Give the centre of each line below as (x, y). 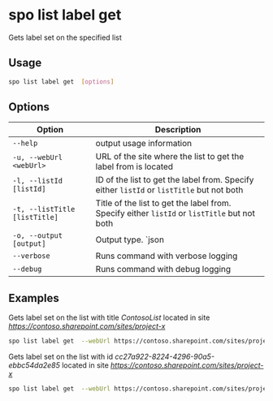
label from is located (134, 166)
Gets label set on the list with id (61, 357)
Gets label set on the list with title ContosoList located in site (109, 317)
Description (178, 130)
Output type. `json (130, 239)
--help (25, 143)
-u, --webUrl (38, 157)
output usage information (144, 144)
